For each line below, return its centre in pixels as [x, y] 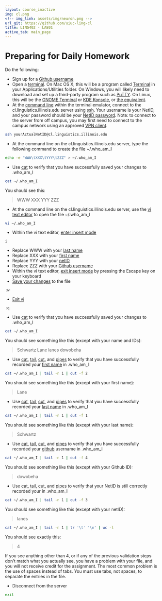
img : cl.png [17, 14]
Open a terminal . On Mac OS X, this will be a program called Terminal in [83, 84]
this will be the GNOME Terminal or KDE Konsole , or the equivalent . [79, 100]
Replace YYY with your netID [41, 261]
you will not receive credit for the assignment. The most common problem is [81, 566]
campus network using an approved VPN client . [60, 125]
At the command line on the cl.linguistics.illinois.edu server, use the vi [81, 209]
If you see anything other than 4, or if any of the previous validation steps [78, 556]
